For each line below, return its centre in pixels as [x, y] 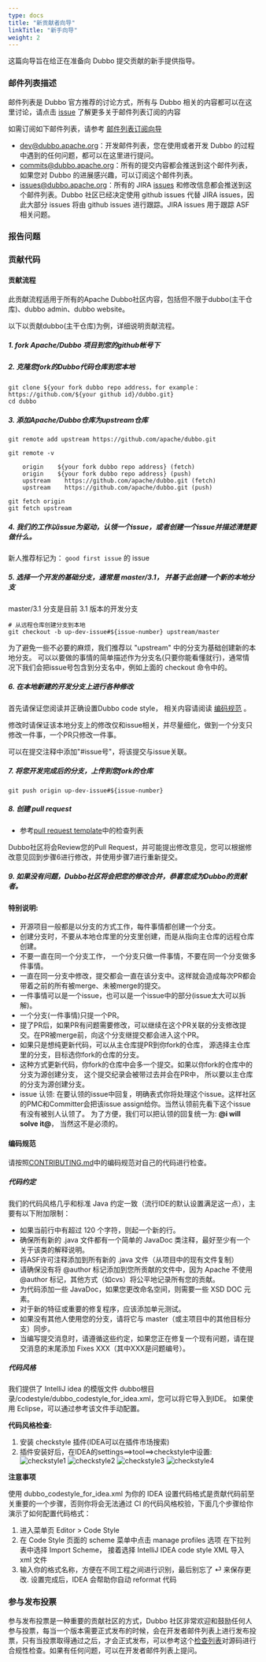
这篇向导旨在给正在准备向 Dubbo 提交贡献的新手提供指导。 [103, 61]
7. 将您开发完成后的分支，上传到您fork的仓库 [81, 771]
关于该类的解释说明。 [54, 1250]
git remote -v [31, 453]
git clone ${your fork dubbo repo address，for [87, 387]
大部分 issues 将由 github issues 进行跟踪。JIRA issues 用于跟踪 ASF [138, 204]
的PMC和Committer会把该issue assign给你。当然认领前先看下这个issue [135, 1104]
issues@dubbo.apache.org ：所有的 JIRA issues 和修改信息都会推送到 [132, 184]
